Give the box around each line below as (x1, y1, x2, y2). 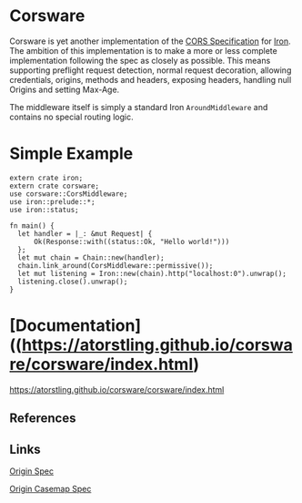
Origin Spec (9, 466, 55, 477)
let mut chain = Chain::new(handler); (17, 252, 166, 262)
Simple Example (9, 143, 134, 164)
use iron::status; (9, 205, 79, 214)
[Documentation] (9, 315, 142, 336)
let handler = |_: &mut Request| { (17, 229, 153, 238)
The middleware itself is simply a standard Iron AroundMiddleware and (9, 101, 268, 112)
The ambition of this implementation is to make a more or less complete (9, 45, 277, 56)
